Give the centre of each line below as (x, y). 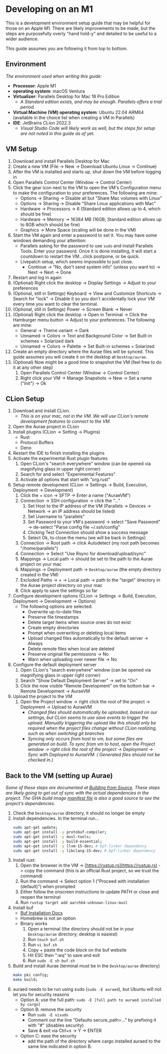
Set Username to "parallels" (56, 517)
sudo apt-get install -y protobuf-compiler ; (60, 832)
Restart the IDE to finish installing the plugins (59, 453)
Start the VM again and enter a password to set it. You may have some (85, 235)
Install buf (23, 908)
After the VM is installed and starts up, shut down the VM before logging (87, 172)
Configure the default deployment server (55, 665)
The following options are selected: (56, 606)
